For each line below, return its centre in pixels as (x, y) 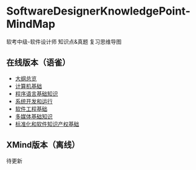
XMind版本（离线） (43, 145)
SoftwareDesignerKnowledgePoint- (98, 11)
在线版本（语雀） (38, 63)
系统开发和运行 (34, 101)
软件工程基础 (31, 109)
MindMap (31, 24)
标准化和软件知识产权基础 (47, 124)
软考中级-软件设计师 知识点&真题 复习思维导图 (64, 41)
